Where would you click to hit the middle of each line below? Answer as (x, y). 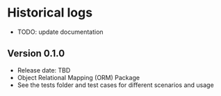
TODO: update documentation (60, 32)
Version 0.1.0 (36, 54)
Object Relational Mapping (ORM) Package (79, 77)
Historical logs (50, 13)
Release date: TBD (44, 70)
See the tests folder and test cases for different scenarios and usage (115, 85)
